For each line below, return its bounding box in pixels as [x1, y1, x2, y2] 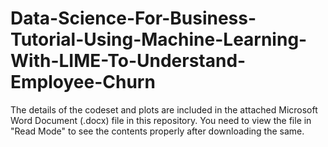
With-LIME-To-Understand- [10, 50, 247, 72]
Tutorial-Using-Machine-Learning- [10, 28, 308, 51]
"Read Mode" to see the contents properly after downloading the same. [10, 125, 305, 137]
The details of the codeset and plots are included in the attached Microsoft [10, 103, 318, 116]
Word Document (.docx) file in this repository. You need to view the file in [10, 114, 312, 126]
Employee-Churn [10, 71, 156, 94]
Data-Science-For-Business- [10, 7, 257, 30]
